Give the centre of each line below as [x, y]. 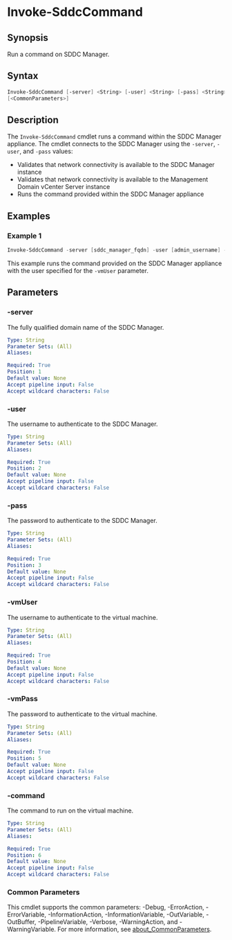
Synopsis [28, 38]
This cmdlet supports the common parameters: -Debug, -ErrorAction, [106, 907]
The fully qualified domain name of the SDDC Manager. [86, 327]
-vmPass [22, 699]
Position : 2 [24, 468]
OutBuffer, [22, 922]
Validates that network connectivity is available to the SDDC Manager [116, 165]
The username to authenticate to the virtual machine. [83, 617]
